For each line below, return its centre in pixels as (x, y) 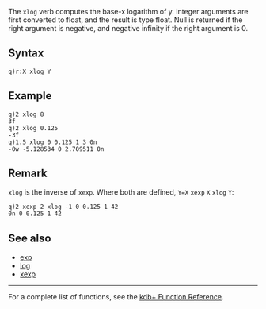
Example (30, 96)
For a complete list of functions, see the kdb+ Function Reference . (116, 297)
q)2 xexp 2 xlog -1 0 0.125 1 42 (63, 207)
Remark (28, 174)
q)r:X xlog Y (30, 71)
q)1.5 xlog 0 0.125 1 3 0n (53, 142)
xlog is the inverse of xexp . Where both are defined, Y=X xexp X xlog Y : (121, 192)
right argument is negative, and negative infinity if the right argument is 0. (128, 28)
